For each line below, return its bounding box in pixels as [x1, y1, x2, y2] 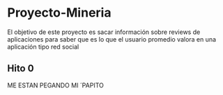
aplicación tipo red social [7, 42, 79, 51]
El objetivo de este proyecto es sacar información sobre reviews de [7, 28, 201, 36]
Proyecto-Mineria [7, 5, 111, 21]
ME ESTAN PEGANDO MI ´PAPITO [7, 81, 105, 89]
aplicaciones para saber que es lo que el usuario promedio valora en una [7, 35, 217, 43]
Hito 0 [7, 62, 34, 74]
